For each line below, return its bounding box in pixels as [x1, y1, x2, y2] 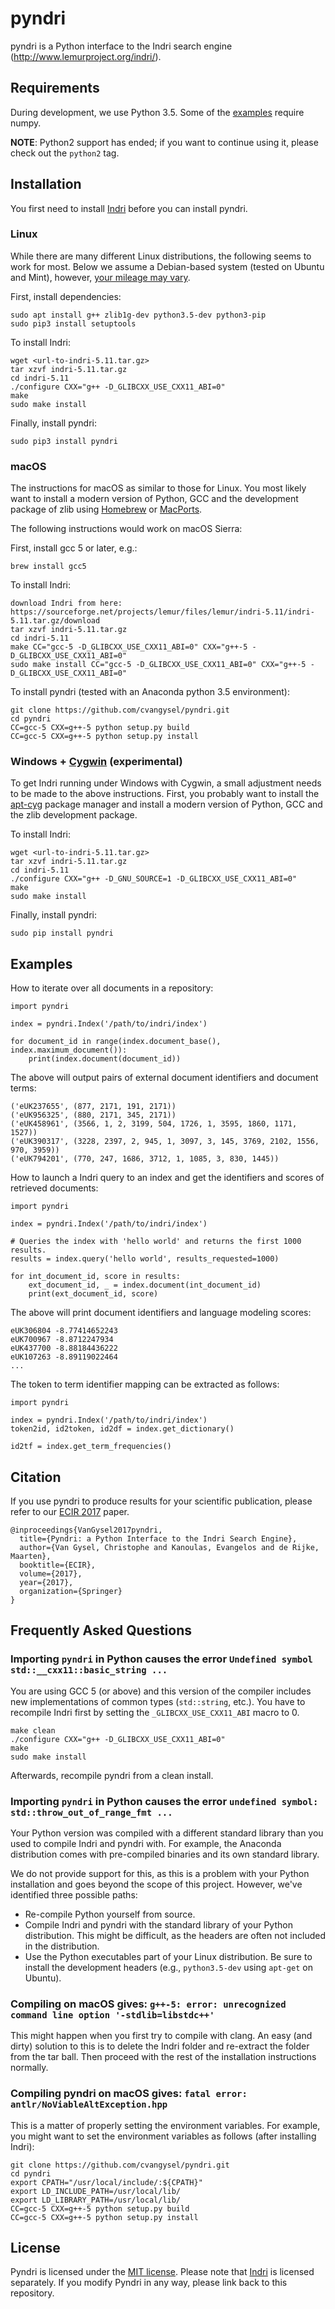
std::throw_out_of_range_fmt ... [10, 1807, 173, 1818]
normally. [10, 2062, 49, 2074]
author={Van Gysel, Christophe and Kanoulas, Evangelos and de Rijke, [19, 1543, 320, 1553]
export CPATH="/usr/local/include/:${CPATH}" [10, 2177, 203, 2187]
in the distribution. [24, 1940, 100, 1952]
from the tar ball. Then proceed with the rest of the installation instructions [10, 2051, 317, 2063]
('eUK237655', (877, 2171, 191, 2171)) [10, 1102, 177, 1112]
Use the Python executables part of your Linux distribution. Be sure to [24, 1951, 313, 1963]
